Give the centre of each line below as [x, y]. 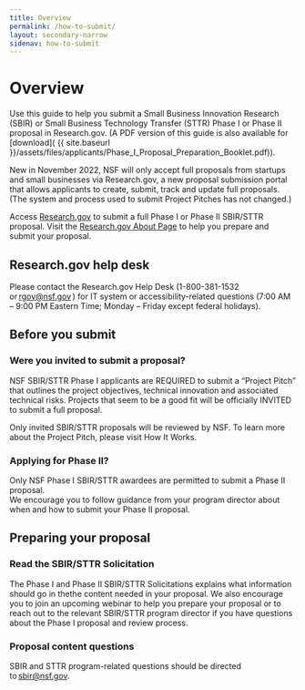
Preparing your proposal [80, 538]
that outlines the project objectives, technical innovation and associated [144, 390]
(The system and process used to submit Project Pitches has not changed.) [151, 199]
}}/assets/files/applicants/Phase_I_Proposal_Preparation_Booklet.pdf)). [142, 152]
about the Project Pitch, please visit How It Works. [103, 437]
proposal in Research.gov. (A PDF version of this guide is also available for [149, 133]
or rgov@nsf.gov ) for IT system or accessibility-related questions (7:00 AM [150, 296]
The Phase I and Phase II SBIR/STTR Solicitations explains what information [151, 583]
